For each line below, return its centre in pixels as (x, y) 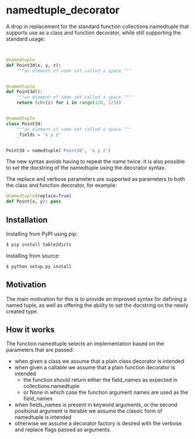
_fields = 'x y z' (39, 135)
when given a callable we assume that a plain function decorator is (95, 368)
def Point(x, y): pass (34, 202)
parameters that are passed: (40, 350)
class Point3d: (25, 124)
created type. (22, 311)
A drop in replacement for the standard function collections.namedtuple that (97, 26)
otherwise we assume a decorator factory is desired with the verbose (98, 423)
